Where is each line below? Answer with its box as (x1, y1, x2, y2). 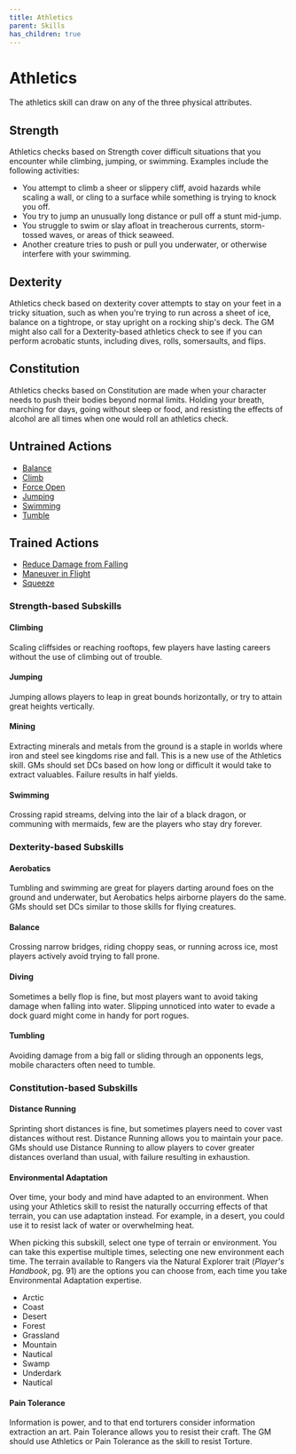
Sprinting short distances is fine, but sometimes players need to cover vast (9, 1123, 283, 1133)
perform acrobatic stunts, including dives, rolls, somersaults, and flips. (9, 335, 266, 346)
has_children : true (9, 29, 82, 38)
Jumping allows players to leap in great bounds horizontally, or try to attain (9, 691, 283, 702)
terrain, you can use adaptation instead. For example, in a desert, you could (9, 1211, 285, 1221)
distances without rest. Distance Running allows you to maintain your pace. (9, 1132, 284, 1143)
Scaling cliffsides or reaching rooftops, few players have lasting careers (9, 641, 271, 653)
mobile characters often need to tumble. (9, 1059, 156, 1070)
